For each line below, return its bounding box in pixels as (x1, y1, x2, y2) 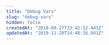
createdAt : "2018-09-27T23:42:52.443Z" (6, 25, 104, 31)
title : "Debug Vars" (6, 8, 57, 15)
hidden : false (6, 19, 41, 25)
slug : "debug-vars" (6, 14, 54, 20)
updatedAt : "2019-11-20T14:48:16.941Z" (6, 30, 104, 36)
